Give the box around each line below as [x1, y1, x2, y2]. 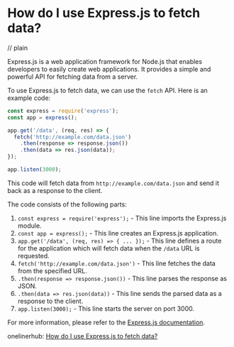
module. [17, 221, 42, 230]
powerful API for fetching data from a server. [7, 72, 138, 81]
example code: [7, 94, 51, 102]
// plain [7, 43, 28, 52]
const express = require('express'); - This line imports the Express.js [17, 214, 227, 222]
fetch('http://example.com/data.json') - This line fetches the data [17, 259, 216, 268]
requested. [17, 251, 50, 260]
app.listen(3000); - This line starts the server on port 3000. [17, 304, 195, 313]
